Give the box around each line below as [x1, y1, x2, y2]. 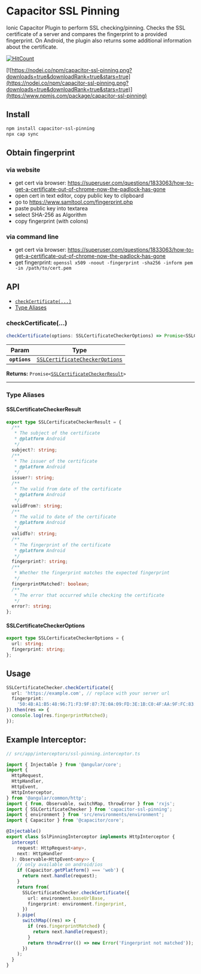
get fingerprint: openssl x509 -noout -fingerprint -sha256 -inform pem [14, 259, 193, 266]
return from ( [17, 884, 50, 890]
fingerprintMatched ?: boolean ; [11, 581, 90, 587]
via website [6, 165, 41, 174]
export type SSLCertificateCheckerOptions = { [6, 635, 124, 641]
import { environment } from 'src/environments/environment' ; [6, 812, 165, 818]
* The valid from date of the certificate [14, 486, 121, 492]
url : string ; [11, 641, 44, 647]
